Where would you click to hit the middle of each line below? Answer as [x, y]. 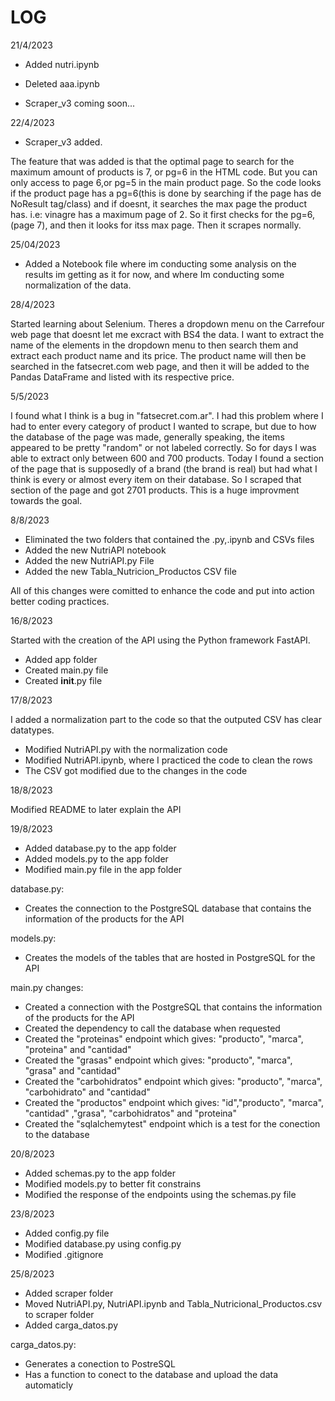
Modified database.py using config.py [103, 1243]
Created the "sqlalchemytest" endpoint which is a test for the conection [172, 1123]
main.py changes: [47, 987]
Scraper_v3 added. [63, 142]
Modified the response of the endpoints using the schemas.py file [160, 1194]
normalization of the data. [78, 285]
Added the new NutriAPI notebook [95, 550]
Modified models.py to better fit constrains [113, 1183]
